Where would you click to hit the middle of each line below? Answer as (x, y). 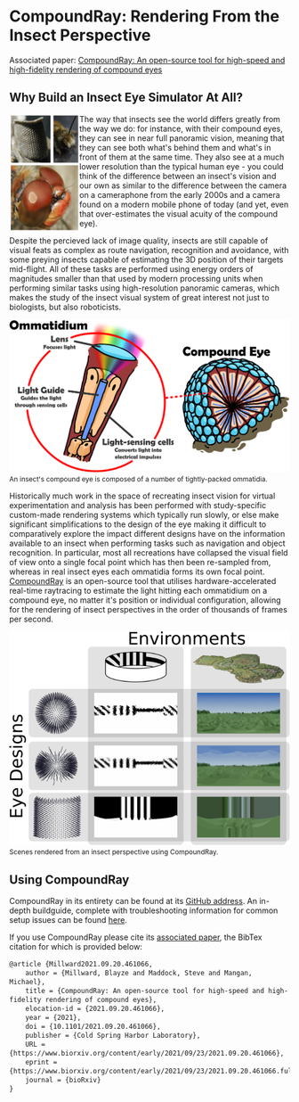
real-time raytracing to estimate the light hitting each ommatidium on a (138, 590)
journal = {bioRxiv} (63, 1081)
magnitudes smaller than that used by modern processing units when (136, 278)
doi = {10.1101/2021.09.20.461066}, (93, 1027)
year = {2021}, (53, 1018)
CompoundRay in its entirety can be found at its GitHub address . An (133, 901)
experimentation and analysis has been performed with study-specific (138, 505)
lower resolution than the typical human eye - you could (182, 166)
